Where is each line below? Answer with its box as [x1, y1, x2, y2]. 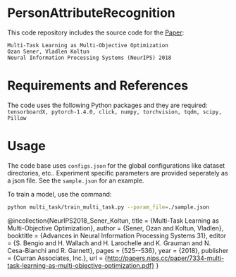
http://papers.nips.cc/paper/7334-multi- [106, 254, 224, 262]
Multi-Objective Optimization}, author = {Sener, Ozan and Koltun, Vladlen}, [7, 223, 224, 232]
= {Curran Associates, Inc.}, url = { [7, 254, 108, 262]
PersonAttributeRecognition [7, 5, 176, 21]
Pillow [7, 114, 27, 121]
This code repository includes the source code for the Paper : [7, 28, 185, 37]
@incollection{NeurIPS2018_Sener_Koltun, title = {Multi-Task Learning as [7, 216, 220, 225]
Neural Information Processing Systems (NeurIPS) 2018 [7, 54, 172, 61]
